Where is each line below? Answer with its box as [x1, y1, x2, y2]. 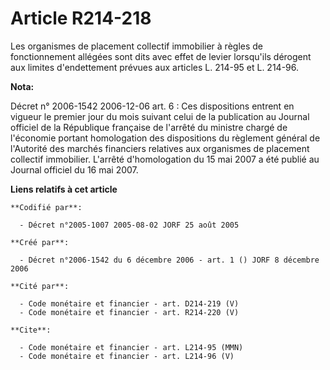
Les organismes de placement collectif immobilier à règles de [10, 40, 264, 52]
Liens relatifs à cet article [10, 183, 118, 195]
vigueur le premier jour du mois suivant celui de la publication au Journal [10, 110, 310, 122]
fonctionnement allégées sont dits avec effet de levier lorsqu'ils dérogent [10, 50, 312, 62]
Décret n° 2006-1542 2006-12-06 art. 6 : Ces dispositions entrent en [10, 100, 295, 112]
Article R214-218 [10, 7, 152, 30]
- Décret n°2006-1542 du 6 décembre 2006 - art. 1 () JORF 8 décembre [19, 255, 320, 265]
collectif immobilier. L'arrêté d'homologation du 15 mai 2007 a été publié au [10, 153, 320, 165]
